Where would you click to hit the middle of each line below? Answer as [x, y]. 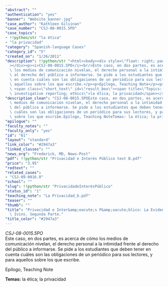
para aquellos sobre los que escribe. [43, 260]
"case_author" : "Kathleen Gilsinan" [43, 24]
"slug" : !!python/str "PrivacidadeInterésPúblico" [59, 186]
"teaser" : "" [19, 200]
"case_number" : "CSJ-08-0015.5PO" [41, 28]
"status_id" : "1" [23, 191]
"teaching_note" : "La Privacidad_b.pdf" [48, 195]
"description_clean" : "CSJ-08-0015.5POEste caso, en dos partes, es [78, 98]
